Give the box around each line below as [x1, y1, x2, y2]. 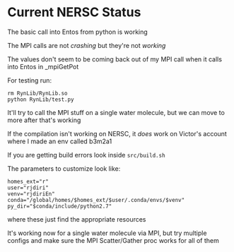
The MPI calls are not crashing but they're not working [7, 41, 166, 49]
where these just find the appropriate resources [7, 215, 146, 223]
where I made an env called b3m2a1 [7, 137, 112, 145]
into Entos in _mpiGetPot [7, 62, 79, 71]
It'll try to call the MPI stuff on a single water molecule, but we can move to [7, 108, 225, 116]
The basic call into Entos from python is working [7, 28, 148, 36]
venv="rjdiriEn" [7, 190, 55, 198]
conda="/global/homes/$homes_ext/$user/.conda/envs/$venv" [7, 196, 185, 203]
